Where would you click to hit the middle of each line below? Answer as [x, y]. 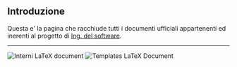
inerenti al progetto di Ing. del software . [65, 36]
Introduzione [36, 12]
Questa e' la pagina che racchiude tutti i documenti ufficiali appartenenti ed [117, 28]
